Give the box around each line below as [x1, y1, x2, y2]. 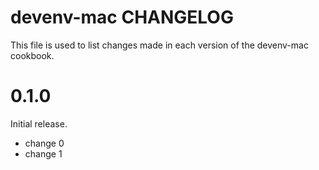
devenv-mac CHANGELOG [10, 6, 234, 29]
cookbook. [10, 49, 55, 61]
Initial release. [10, 117, 68, 130]
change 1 [24, 147, 63, 160]
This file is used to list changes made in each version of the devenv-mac [10, 39, 309, 51]
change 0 [24, 137, 65, 149]
